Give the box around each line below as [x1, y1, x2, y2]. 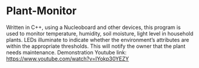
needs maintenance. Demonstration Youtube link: [6, 48, 127, 56]
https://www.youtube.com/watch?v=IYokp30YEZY [6, 55, 129, 62]
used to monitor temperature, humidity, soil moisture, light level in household [6, 30, 194, 37]
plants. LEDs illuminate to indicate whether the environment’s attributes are [6, 36, 189, 43]
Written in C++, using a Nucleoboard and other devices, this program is [6, 24, 181, 31]
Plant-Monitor [6, 4, 77, 18]
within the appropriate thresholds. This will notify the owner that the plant [6, 43, 186, 50]
